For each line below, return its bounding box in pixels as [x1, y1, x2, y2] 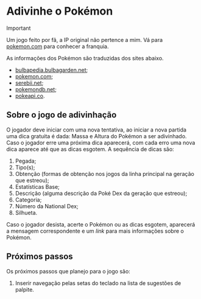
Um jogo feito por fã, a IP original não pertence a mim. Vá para [6, 36, 163, 43]
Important [6, 24, 31, 32]
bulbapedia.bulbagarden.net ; [15, 66, 88, 74]
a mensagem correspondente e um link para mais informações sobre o [6, 227, 184, 234]
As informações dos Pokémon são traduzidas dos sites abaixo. [6, 54, 164, 62]
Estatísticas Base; [15, 183, 60, 190]
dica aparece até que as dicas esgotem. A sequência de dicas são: [6, 145, 175, 153]
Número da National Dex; [15, 202, 79, 209]
